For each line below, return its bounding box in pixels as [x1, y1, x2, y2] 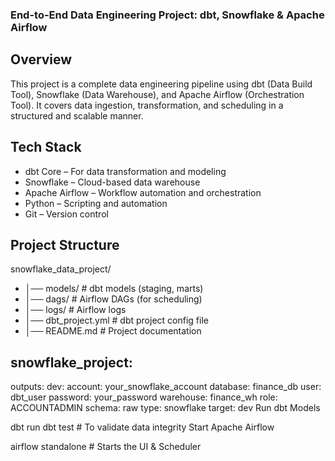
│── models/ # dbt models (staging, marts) [24, 283, 204, 295]
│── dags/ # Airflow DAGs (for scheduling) [24, 293, 203, 305]
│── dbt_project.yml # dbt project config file [24, 314, 209, 327]
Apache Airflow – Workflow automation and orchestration [24, 186, 262, 198]
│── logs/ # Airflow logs [24, 304, 127, 316]
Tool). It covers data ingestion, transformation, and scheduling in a [10, 99, 284, 111]
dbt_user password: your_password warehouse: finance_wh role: [10, 391, 278, 403]
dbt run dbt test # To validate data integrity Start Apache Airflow [10, 421, 275, 433]
